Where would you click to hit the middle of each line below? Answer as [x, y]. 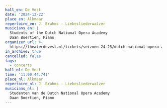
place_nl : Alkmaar [24, 79]
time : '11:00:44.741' [28, 75]
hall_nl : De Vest [23, 70]
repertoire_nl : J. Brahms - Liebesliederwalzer [55, 84]
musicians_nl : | [22, 88]
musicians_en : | [22, 28]
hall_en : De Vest [23, 10]
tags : [11, 61]
